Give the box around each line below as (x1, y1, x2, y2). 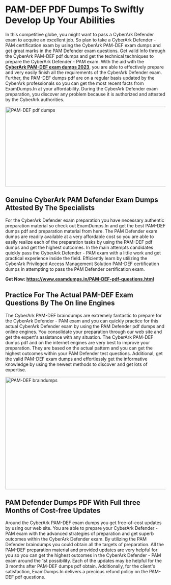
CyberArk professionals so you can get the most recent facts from (5, 80, 144, 86)
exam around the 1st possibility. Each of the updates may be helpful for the (5, 558, 162, 564)
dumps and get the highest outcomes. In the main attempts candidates (5, 244, 154, 250)
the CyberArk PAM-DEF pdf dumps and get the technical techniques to (5, 53, 154, 59)
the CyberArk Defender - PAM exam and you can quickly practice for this (5, 318, 159, 324)
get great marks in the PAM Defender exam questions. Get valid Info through (5, 48, 165, 54)
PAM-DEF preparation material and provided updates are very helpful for (5, 547, 158, 553)
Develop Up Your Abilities (5, 14, 116, 26)
